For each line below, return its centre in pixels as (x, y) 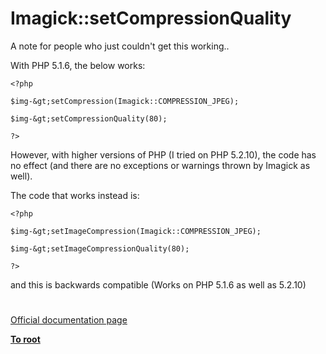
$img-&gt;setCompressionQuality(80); (89, 118)
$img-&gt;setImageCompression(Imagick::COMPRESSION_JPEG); (136, 231)
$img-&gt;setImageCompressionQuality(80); (100, 248)
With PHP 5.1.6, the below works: (78, 65)
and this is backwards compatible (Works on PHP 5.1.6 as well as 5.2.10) (158, 284)
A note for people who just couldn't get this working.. (120, 46)
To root (25, 339)
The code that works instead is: (75, 195)
